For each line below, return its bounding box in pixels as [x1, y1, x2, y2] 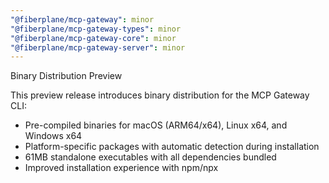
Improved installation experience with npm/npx [24, 162, 219, 174]
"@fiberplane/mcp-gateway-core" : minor [10, 33, 177, 43]
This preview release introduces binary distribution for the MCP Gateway [10, 89, 310, 101]
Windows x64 [24, 130, 83, 142]
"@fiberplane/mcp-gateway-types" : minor [10, 24, 182, 34]
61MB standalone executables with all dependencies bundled [24, 151, 277, 163]
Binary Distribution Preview [10, 70, 123, 82]
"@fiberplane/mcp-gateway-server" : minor [10, 42, 186, 53]
